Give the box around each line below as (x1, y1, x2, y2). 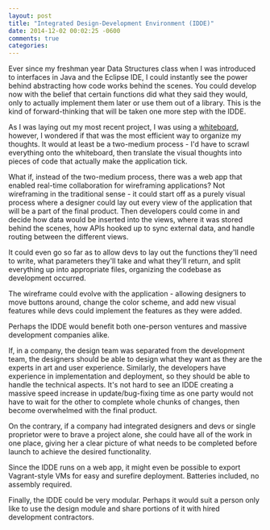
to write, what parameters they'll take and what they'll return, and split (8, 256, 241, 266)
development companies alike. (8, 330, 110, 340)
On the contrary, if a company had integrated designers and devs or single (8, 421, 256, 431)
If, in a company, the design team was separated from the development (8, 346, 245, 355)
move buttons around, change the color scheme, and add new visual (8, 297, 236, 307)
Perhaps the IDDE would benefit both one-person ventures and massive (8, 321, 247, 331)
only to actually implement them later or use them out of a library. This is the (8, 98, 262, 108)
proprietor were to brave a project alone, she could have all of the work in (8, 430, 252, 440)
